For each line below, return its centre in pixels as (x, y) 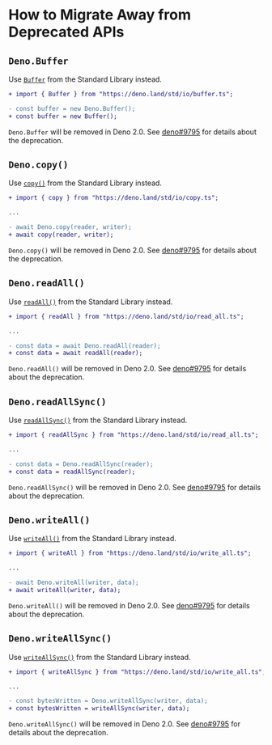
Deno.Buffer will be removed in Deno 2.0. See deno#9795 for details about (132, 132)
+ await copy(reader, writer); (61, 235)
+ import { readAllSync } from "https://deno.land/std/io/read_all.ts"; (134, 435)
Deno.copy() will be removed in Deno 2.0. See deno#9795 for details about (132, 250)
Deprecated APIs (66, 32)
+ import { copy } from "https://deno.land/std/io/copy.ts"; (114, 198)
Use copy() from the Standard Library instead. (85, 183)
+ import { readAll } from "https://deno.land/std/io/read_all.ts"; (126, 316)
